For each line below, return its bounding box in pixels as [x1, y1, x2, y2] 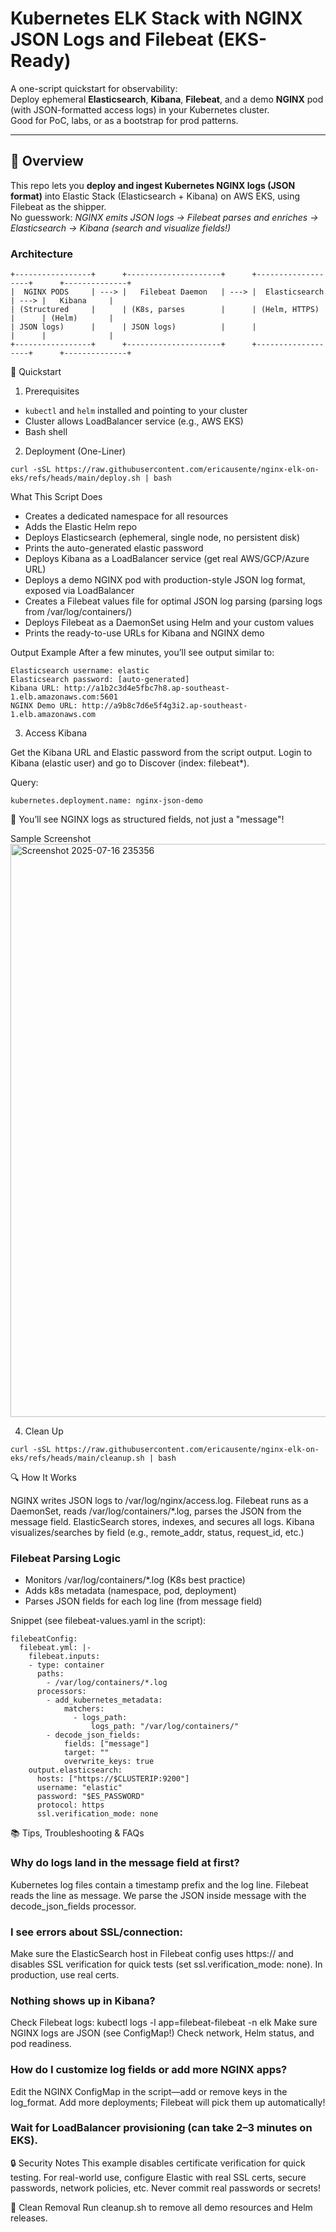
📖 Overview [10, 153, 84, 170]
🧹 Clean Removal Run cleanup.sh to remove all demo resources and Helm [10, 2201, 313, 2213]
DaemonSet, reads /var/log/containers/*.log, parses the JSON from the [10, 1505, 302, 1517]
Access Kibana [24, 727, 88, 739]
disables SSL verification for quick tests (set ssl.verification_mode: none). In [10, 1958, 323, 1970]
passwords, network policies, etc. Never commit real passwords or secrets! [10, 2182, 321, 2194]
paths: [36, 1669, 65, 1679]
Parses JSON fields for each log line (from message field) [24, 1595, 263, 1607]
